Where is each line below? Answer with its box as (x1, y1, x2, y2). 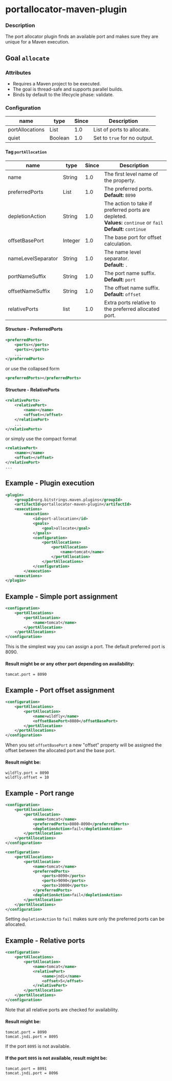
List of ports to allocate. (93, 126, 150, 134)
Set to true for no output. (93, 135, 154, 142)
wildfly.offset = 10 (5, 775, 50, 780)
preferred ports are (104, 206, 150, 213)
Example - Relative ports (5, 936, 85, 945)
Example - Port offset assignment (5, 686, 115, 694)
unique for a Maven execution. (5, 39, 70, 45)
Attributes (5, 69, 31, 76)
